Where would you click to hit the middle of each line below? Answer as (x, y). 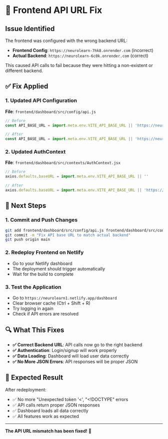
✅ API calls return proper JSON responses (56, 405)
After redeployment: (26, 389)
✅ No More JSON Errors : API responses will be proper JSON (75, 361)
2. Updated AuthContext (35, 152)
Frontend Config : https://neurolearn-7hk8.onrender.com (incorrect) (83, 50)
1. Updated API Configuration (41, 100)
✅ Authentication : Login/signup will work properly (64, 350)
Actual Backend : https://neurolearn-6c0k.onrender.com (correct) (80, 55)
